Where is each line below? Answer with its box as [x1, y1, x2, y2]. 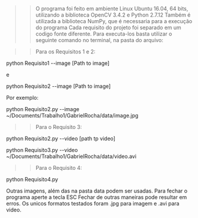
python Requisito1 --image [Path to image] [6, 59, 110, 67]
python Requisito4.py [6, 176, 58, 183]
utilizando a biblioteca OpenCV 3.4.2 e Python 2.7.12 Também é [35, 11, 191, 18]
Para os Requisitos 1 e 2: [35, 48, 96, 55]
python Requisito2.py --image [6, 106, 80, 112]
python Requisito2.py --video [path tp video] [6, 135, 116, 142]
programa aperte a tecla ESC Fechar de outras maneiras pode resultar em [6, 194, 187, 201]
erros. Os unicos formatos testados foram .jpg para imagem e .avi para [6, 200, 180, 207]
